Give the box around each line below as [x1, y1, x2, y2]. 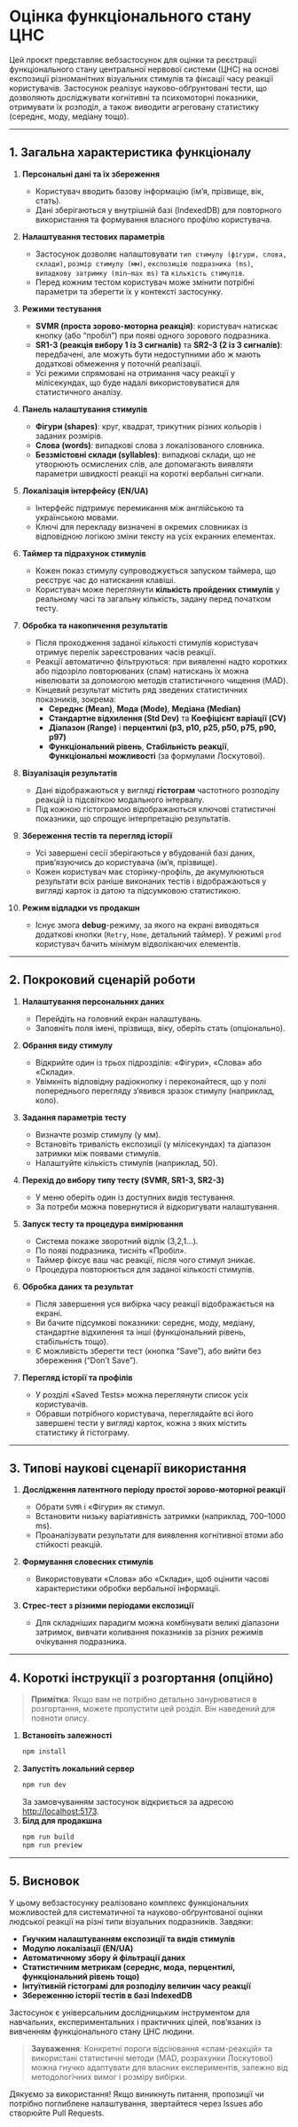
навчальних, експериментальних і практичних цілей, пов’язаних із [9, 2016, 262, 2027]
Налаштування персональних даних [21, 996, 165, 1006]
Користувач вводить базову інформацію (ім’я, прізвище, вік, [35, 185, 264, 196]
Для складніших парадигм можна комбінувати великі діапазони [35, 1618, 279, 1628]
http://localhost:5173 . [21, 1806, 99, 1816]
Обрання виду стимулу [21, 1040, 114, 1051]
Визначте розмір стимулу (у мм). [35, 1129, 161, 1139]
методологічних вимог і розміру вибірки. [30, 2071, 187, 2082]
